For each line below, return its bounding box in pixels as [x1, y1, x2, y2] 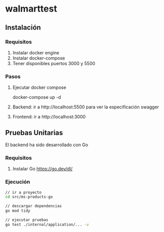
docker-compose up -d [12, 94, 62, 100]
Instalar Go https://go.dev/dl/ [12, 166, 73, 172]
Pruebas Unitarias [5, 128, 63, 137]
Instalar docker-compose [12, 55, 66, 61]
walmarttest [5, 3, 57, 15]
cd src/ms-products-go [5, 195, 53, 200]
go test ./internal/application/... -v [5, 222, 89, 227]
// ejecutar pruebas [5, 217, 49, 222]
